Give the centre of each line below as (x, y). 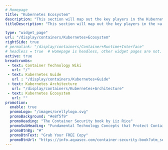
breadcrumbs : (19, 60)
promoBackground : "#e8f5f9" (39, 116)
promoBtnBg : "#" (26, 130)
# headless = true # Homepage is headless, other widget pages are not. (84, 51)
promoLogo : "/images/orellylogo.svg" (49, 112)
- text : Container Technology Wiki (44, 65)
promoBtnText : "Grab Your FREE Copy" (49, 135)
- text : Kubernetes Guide (34, 75)
